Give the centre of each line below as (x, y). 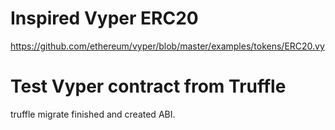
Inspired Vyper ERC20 (104, 18)
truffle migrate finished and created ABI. (93, 114)
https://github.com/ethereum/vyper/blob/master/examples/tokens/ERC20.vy (167, 46)
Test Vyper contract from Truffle (148, 86)
